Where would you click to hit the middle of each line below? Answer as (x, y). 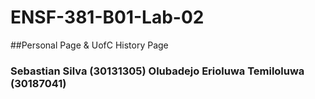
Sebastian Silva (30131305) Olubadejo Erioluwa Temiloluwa (157, 71)
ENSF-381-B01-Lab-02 (107, 17)
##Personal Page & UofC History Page (89, 45)
